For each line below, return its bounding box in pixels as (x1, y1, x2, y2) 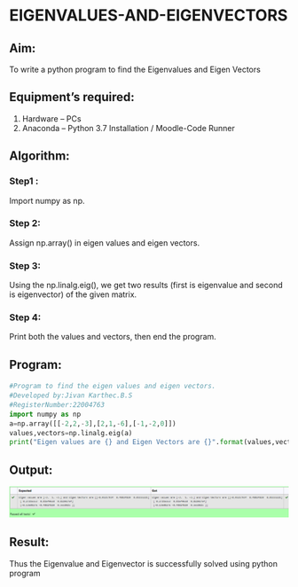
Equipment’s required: (9, 90, 135, 105)
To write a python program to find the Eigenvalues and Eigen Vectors (9, 64, 262, 74)
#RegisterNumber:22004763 (9, 400, 105, 409)
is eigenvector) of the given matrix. (9, 289, 137, 300)
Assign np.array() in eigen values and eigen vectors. (9, 237, 200, 248)
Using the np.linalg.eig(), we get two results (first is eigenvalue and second (9, 280, 284, 291)
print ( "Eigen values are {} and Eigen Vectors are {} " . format (9, 438, 244, 447)
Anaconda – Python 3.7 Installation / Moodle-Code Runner (21, 122, 235, 133)
